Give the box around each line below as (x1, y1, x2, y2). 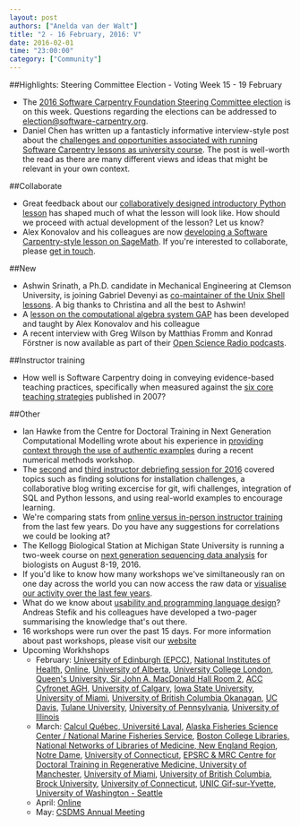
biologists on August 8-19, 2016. (21, 559, 141, 570)
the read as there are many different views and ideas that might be (21, 154, 269, 164)
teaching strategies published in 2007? (21, 391, 167, 401)
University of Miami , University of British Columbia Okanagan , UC (35, 693, 278, 703)
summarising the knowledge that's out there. (21, 616, 188, 627)
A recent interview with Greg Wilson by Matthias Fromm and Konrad (21, 328, 273, 339)
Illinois (35, 711, 60, 722)
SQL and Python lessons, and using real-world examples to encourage (21, 493, 284, 503)
